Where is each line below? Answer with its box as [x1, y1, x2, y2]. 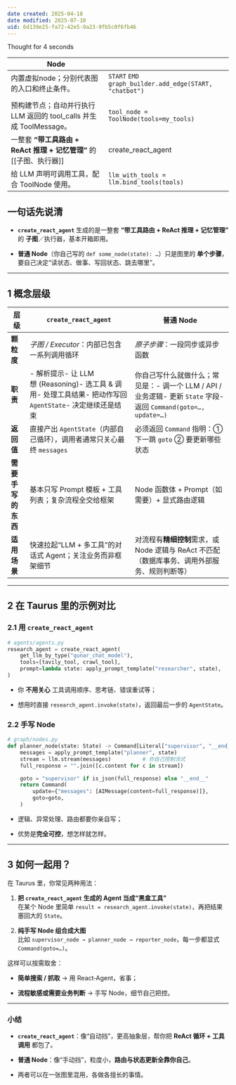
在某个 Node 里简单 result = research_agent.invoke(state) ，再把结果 [17, 902, 223, 911]
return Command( [20, 781, 68, 788]
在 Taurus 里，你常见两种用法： [7, 878, 98, 887]
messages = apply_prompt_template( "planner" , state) [20, 749, 178, 756]
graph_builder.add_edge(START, [107, 80, 213, 88]
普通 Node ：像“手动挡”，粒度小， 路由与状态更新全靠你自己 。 [17, 1055, 195, 1064]
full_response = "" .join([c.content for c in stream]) [20, 762, 184, 769]
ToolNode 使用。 [20, 180, 75, 190]
